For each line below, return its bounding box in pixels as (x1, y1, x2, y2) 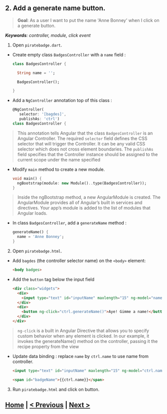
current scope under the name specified (17, 156, 101, 162)
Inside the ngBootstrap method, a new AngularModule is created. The (17, 194, 161, 200)
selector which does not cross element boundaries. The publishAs (17, 146, 154, 152)
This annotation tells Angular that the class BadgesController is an (17, 130, 153, 136)
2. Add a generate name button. (5, 4, 106, 12)
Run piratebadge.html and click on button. (12, 386, 100, 392)
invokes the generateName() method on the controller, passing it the (17, 338, 158, 344)
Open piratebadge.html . (12, 248, 62, 254)
